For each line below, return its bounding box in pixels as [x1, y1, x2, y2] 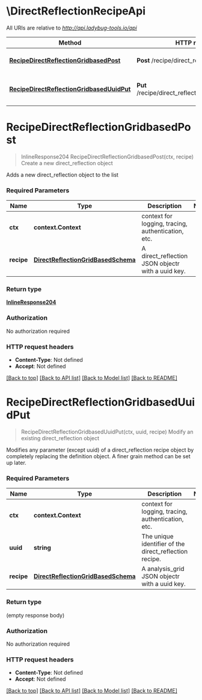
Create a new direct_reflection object [20, 159, 113, 166]
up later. [6, 459, 27, 466]
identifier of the [141, 540, 185, 548]
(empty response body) [6, 611, 65, 619]
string [34, 544, 51, 552]
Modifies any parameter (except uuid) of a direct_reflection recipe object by [6, 446, 194, 453]
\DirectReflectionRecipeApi [6, 4, 146, 18]
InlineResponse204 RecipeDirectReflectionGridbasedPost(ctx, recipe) [20, 153, 194, 160]
